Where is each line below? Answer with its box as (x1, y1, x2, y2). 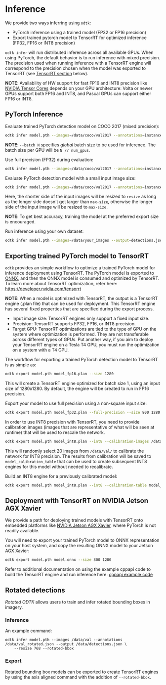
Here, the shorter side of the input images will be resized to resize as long (5, 194, 157, 200)
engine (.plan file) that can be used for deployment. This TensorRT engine (5, 300, 156, 307)
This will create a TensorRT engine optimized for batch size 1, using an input (5, 380, 161, 386)
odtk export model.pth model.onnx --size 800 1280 (5, 557, 112, 562)
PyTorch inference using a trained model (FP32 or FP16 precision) (12, 29, 147, 35)
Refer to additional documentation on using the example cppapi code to (5, 566, 151, 572)
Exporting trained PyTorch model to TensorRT (5, 252, 149, 260)
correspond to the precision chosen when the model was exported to (5, 65, 146, 71)
